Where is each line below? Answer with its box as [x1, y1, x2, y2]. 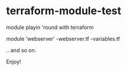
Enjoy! [6, 58, 22, 65]
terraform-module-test [6, 4, 122, 18]
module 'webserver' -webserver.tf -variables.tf [6, 35, 121, 42]
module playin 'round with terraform [6, 24, 94, 31]
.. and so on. [6, 46, 37, 54]
